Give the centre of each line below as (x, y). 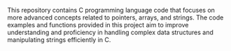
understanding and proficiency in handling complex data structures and (110, 32)
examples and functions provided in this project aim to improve (98, 25)
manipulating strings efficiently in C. (59, 40)
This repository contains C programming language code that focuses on (111, 10)
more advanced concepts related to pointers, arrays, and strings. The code (115, 17)
